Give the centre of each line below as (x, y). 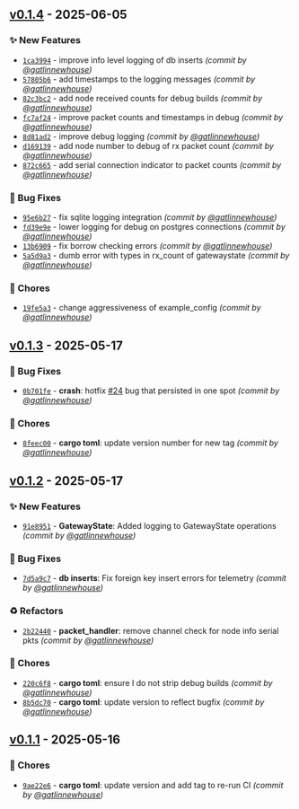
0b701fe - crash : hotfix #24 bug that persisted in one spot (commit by (151, 391)
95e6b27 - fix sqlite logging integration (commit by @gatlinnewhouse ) (149, 217)
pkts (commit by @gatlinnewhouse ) (88, 640)
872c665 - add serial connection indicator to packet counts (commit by (152, 164)
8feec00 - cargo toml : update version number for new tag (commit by (150, 443)
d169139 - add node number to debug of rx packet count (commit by (148, 145)
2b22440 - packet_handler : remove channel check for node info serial (150, 630)
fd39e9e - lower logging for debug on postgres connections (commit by (154, 226)
